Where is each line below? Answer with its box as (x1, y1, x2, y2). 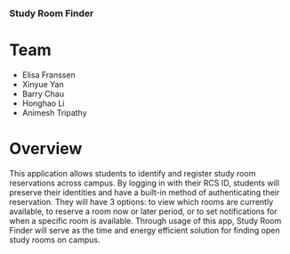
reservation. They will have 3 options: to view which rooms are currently (9, 196, 274, 207)
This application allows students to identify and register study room (9, 168, 256, 178)
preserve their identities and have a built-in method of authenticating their (9, 186, 280, 198)
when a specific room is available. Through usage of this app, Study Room (9, 215, 282, 225)
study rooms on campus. (9, 234, 101, 245)
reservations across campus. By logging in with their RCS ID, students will (9, 177, 280, 188)
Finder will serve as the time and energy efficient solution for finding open (9, 225, 280, 235)
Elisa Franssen (21, 70, 76, 80)
